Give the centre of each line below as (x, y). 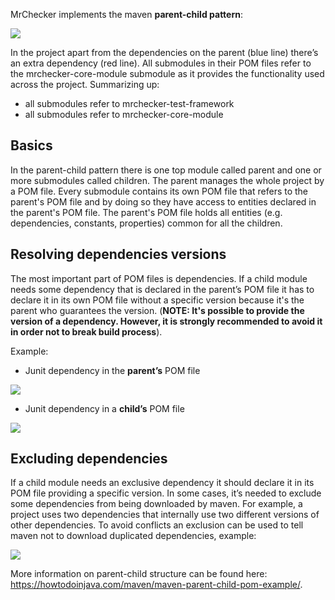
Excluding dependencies (89, 459)
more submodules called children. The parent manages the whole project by (167, 180)
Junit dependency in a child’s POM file (104, 408)
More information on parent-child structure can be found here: (139, 574)
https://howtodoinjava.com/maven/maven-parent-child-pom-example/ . (156, 585)
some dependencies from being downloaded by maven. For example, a (156, 504)
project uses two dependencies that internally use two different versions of (165, 515)
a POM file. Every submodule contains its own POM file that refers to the (159, 191)
